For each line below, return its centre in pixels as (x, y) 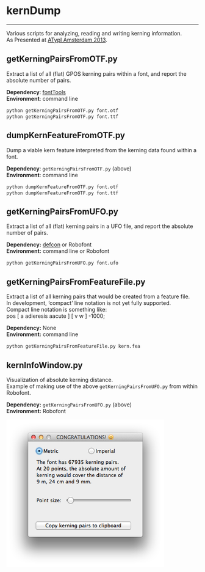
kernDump (34, 11)
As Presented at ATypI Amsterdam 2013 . (57, 40)
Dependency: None (31, 328)
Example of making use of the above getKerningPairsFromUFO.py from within (102, 386)
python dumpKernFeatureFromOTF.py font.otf (63, 187)
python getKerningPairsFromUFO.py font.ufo (63, 263)
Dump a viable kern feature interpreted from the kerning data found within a (102, 150)
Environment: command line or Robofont (58, 251)
